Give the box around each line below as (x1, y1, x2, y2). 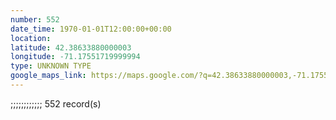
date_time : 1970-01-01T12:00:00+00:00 (10, 24, 172, 34)
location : (10, 33, 52, 43)
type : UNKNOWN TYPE (10, 61, 92, 71)
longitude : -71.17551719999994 (10, 52, 141, 62)
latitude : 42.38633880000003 (10, 42, 132, 53)
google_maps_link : (10, 71, 87, 81)
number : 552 (10, 14, 60, 25)
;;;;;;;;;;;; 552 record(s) (10, 97, 102, 110)
